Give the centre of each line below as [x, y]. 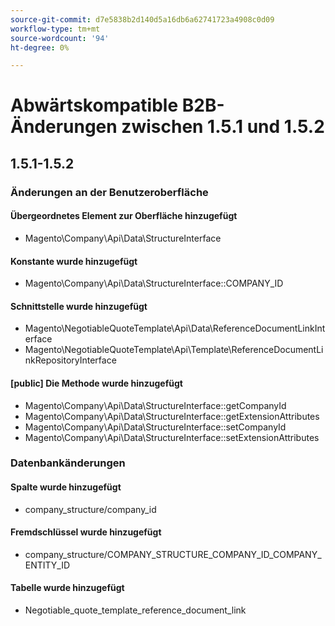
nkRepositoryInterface [70, 360]
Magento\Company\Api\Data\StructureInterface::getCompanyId [155, 405]
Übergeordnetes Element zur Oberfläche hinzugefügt [124, 216]
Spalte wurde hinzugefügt [66, 487]
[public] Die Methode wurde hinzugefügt [96, 383]
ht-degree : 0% [40, 47]
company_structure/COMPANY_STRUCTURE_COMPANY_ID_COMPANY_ [173, 554]
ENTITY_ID [47, 565]
